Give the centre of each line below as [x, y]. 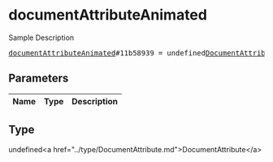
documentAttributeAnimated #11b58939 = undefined [107, 53]
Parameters [39, 79]
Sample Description [41, 37]
